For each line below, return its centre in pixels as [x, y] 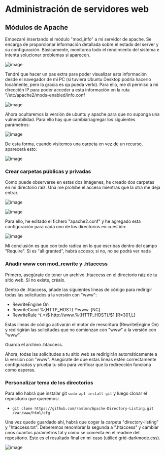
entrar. [12, 193]
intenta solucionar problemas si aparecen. [48, 55]
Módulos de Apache [37, 27]
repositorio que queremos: [32, 398]
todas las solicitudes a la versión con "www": [51, 294]
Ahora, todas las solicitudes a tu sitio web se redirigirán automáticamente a [81, 354]
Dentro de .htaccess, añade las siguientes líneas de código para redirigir [79, 290]
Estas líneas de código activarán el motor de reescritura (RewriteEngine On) [82, 324]
